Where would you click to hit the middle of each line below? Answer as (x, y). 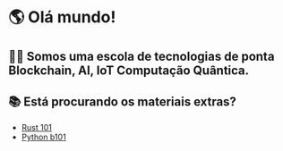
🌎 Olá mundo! (62, 17)
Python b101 (43, 137)
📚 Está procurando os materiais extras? (122, 101)
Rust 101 (37, 128)
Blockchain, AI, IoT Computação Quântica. (129, 70)
